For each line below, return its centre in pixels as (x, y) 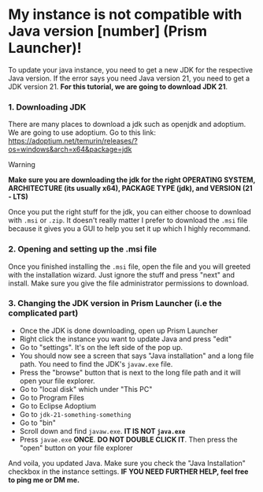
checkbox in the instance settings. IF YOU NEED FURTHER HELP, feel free (128, 471)
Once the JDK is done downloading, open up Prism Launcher (119, 330)
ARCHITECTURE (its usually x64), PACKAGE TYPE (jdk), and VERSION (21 (131, 188)
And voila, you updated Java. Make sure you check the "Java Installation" (127, 463)
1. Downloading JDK (47, 106)
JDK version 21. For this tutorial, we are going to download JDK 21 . (118, 86)
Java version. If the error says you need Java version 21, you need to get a (129, 78)
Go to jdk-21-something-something (75, 414)
